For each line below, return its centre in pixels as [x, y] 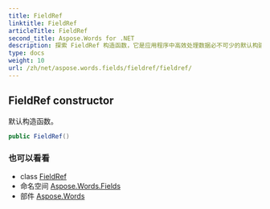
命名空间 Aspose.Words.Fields [70, 186]
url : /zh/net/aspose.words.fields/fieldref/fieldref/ [100, 68]
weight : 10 [27, 61]
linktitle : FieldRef [43, 23]
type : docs [27, 53]
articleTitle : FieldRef [48, 31]
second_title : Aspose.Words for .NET [72, 38]
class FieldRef [43, 176]
